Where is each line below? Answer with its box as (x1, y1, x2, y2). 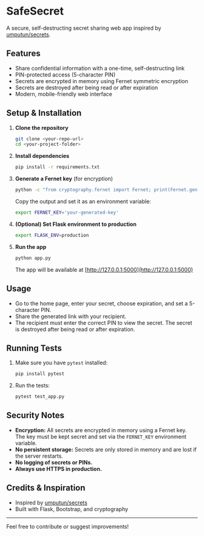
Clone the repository (15, 124, 69, 131)
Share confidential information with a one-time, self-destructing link (15, 64, 185, 72)
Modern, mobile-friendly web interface (15, 90, 112, 98)
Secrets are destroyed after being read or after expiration (15, 84, 158, 91)
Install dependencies (15, 152, 70, 160)
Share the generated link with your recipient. (15, 313, 126, 320)
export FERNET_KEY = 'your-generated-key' (15, 209, 119, 216)
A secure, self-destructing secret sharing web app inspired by (6, 24, 161, 32)
